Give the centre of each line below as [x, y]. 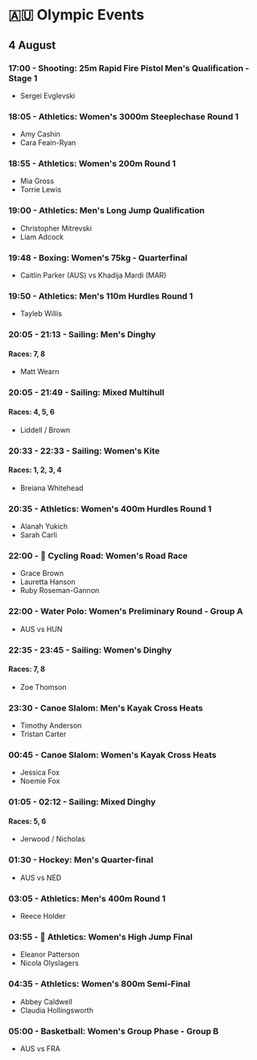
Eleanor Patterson [50, 954]
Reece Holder [43, 916]
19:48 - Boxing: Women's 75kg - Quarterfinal [98, 257]
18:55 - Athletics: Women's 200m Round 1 [92, 164]
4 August [32, 45]
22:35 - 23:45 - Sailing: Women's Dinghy [90, 649]
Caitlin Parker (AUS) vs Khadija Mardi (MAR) [93, 275]
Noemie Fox [40, 781]
